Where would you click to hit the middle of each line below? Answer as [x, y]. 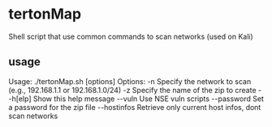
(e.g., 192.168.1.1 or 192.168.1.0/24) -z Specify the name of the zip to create [133, 90]
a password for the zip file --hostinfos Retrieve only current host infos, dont [135, 107]
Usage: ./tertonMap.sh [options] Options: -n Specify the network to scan [130, 81]
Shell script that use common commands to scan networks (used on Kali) [131, 36]
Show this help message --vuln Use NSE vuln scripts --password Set [148, 99]
